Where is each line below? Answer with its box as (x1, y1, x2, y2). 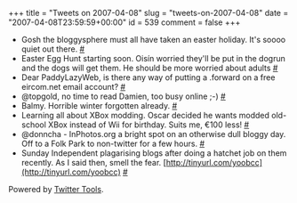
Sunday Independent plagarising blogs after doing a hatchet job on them (20, 148, 287, 158)
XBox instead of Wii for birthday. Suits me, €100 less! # (47, 119, 250, 130)
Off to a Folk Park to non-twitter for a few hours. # (20, 138, 205, 149)
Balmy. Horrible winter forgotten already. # (20, 101, 178, 110)
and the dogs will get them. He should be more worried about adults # (20, 62, 278, 73)
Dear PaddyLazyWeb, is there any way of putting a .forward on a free (20, 72, 276, 83)
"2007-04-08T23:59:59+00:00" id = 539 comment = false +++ (8, 17, 241, 28)
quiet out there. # (20, 44, 85, 54)
